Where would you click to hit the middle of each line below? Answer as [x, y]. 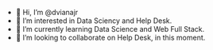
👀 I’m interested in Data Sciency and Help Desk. [94, 21]
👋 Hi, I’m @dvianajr [47, 12]
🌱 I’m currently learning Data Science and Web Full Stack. [110, 29]
